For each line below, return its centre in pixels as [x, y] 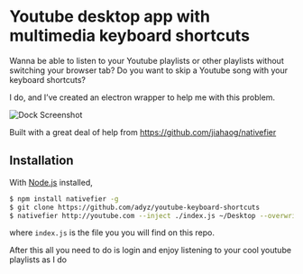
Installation [41, 161]
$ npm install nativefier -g [64, 199]
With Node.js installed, [51, 182]
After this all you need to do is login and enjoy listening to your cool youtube [150, 251]
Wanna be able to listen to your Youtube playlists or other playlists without [147, 60]
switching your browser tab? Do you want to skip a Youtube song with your [149, 70]
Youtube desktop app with [110, 17]
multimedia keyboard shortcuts [130, 36]
